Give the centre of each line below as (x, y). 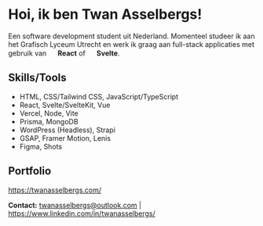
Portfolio (30, 171)
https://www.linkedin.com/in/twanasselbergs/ (82, 213)
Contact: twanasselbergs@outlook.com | (75, 205)
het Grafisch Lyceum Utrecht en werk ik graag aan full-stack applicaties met (131, 44)
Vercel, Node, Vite (49, 113)
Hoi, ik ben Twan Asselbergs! (105, 14)
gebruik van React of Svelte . (64, 53)
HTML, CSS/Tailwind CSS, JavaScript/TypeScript (99, 96)
